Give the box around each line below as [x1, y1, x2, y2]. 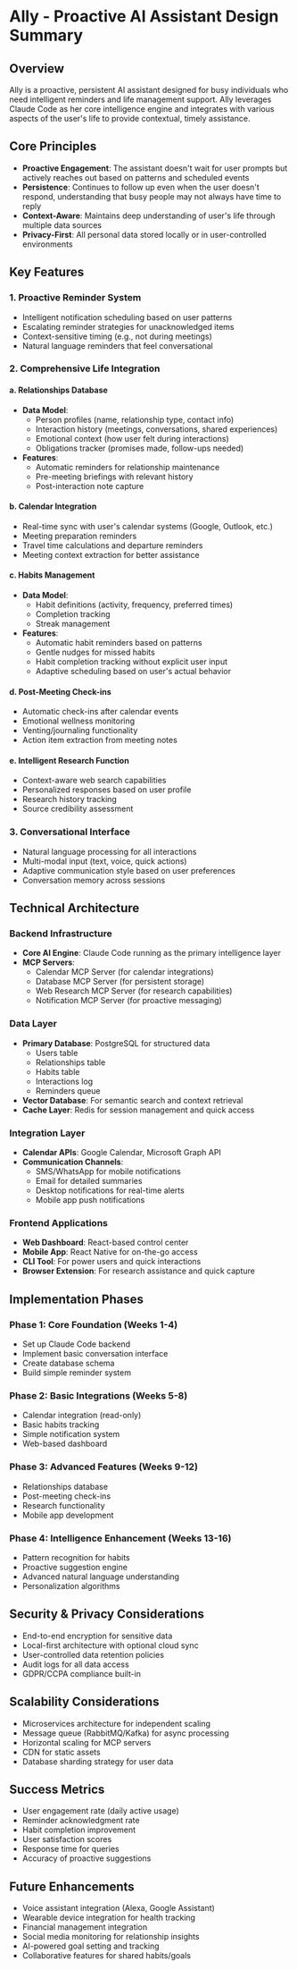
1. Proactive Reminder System [9, 292, 142, 304]
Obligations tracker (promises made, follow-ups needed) [35, 443, 244, 453]
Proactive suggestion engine [21, 1561, 128, 1572]
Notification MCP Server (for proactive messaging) [35, 995, 223, 1006]
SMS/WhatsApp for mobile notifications [35, 1166, 181, 1177]
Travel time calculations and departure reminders [21, 539, 203, 551]
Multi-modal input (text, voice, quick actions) [21, 856, 187, 867]
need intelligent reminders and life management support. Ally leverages [9, 94, 272, 105]
